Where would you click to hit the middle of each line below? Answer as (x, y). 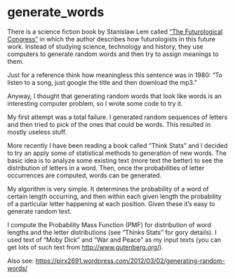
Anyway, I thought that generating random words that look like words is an (115, 96)
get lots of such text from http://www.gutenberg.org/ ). (85, 247)
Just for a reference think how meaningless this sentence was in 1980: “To (115, 75)
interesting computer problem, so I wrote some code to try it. (95, 103)
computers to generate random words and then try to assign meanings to (113, 54)
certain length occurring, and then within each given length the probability (115, 196)
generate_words (56, 12)
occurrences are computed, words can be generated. (85, 175)
